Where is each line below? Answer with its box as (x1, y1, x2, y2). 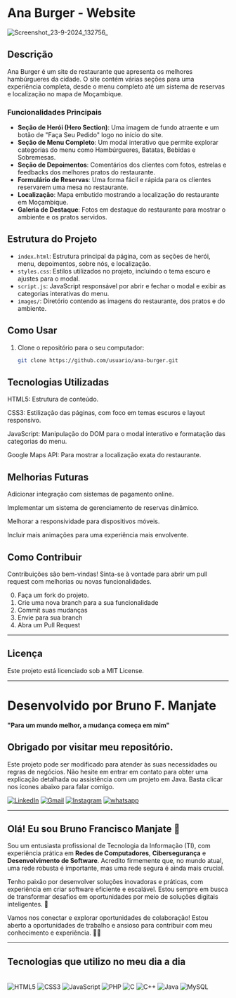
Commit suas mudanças (17, 606, 88, 614)
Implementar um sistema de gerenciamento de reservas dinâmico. (7, 504, 199, 512)
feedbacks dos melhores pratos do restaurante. (17, 168, 156, 177)
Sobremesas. (17, 153, 56, 162)
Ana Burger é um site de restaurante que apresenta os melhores (7, 67, 193, 75)
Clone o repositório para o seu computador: (17, 343, 145, 352)
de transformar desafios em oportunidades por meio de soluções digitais (7, 893, 219, 901)
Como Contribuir (7, 551, 82, 563)
